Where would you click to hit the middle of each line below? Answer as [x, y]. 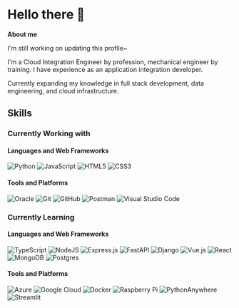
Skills [20, 113]
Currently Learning [41, 217]
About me [22, 34]
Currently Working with [49, 133]
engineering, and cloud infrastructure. [63, 91]
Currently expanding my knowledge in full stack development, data [106, 83]
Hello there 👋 [46, 15]
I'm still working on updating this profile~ [67, 48]
